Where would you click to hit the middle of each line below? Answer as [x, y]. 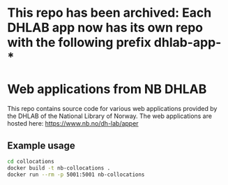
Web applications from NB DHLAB [107, 89]
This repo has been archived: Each [109, 13]
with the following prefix [79, 43]
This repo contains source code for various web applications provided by [112, 109]
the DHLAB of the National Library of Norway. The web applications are [110, 116]
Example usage [41, 146]
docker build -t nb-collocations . [59, 168]
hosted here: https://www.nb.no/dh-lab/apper [73, 124]
